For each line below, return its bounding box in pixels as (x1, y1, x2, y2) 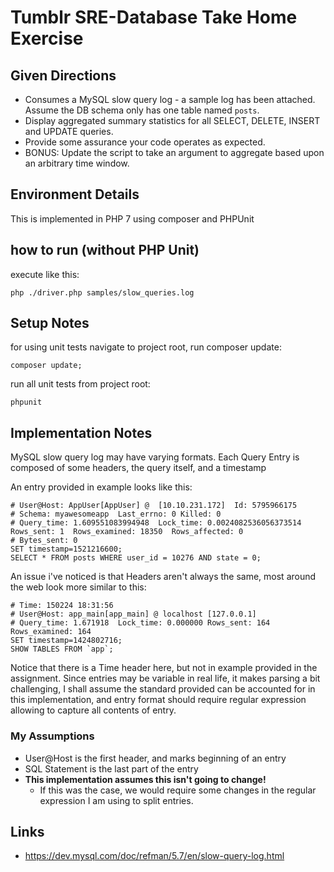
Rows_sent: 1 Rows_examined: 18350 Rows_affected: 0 (10, 527, 244, 537)
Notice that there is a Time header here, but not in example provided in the (10, 662, 318, 674)
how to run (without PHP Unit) (10, 242, 200, 259)
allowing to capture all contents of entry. (10, 704, 177, 716)
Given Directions (10, 67, 117, 84)
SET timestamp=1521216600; (10, 544, 123, 555)
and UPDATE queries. (24, 126, 114, 137)
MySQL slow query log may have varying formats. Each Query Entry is (10, 451, 300, 463)
